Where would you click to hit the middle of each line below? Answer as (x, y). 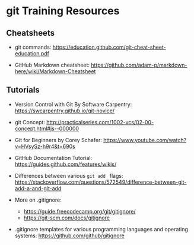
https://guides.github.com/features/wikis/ (66, 164)
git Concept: (30, 122)
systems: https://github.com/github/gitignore (69, 235)
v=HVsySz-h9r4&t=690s (45, 146)
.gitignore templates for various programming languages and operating (101, 229)
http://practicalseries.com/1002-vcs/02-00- (100, 122)
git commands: (33, 47)
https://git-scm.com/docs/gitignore (67, 218)
